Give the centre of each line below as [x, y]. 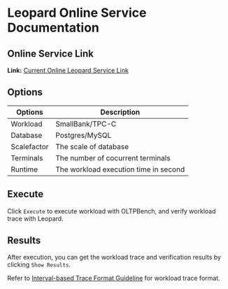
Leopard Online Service [77, 13]
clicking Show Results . [39, 265]
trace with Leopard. [36, 218]
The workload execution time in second [120, 169]
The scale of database [92, 146]
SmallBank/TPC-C [86, 124]
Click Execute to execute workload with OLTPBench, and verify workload [112, 211]
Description [120, 112]
